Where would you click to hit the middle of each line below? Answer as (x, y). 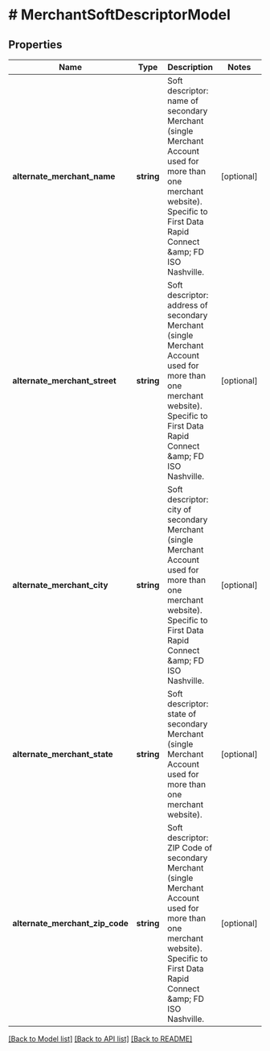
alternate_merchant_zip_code (70, 923)
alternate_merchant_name (64, 176)
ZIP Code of (190, 848)
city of (179, 509)
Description (190, 67)
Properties (35, 45)
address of (188, 305)
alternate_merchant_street (64, 381)
